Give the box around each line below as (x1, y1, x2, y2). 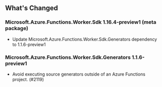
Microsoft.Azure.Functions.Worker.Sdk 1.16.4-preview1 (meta (5, 19, 157, 26)
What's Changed (5, 4, 58, 12)
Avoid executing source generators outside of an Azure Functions (12, 71, 146, 77)
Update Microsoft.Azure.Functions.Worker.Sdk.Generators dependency (12, 36, 158, 42)
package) (5, 25, 29, 32)
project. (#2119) (12, 76, 44, 82)
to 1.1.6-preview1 (12, 42, 46, 47)
